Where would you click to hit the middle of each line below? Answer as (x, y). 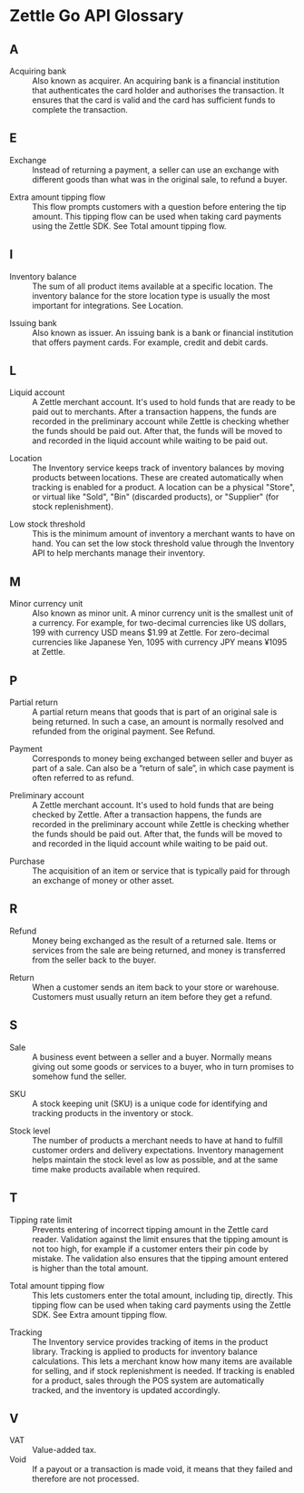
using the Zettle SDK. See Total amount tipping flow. (129, 226)
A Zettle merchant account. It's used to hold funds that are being (153, 806)
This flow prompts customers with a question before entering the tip (159, 206)
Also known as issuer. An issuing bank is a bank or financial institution (163, 332)
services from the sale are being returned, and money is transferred (159, 950)
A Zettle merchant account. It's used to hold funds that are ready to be (164, 402)
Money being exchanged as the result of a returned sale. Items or (154, 940)
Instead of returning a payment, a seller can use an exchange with (156, 170)
